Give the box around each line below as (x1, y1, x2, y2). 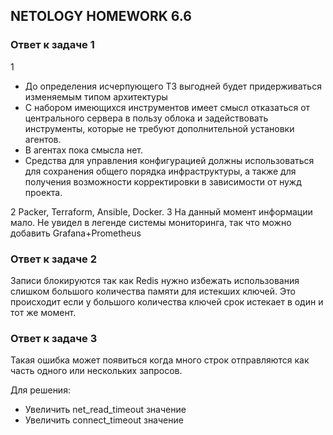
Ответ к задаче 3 (10, 331, 98, 345)
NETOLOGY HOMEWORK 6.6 (10, 8, 192, 25)
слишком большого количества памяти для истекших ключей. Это (10, 285, 296, 297)
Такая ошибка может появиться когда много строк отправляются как (10, 354, 310, 366)
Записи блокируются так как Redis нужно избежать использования (10, 274, 300, 286)
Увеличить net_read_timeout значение (24, 404, 187, 416)
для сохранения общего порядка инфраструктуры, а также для (24, 165, 297, 177)
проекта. (24, 186, 63, 198)
